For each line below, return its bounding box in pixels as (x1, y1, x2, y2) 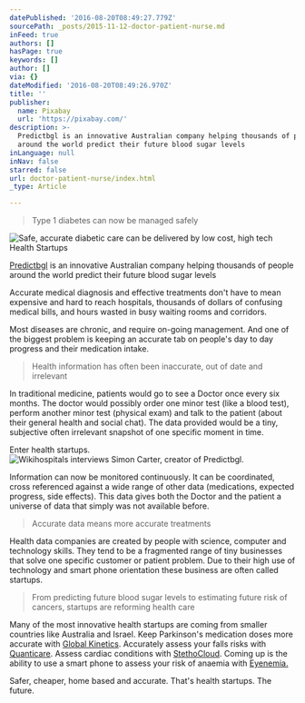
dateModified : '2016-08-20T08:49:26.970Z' (9, 81, 172, 90)
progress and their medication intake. (9, 343, 150, 354)
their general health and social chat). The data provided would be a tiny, (9, 417, 279, 428)
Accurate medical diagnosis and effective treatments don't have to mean (9, 287, 281, 298)
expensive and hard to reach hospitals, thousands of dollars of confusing (9, 297, 283, 308)
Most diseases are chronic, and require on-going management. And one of (9, 324, 290, 335)
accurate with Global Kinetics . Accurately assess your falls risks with (9, 639, 267, 649)
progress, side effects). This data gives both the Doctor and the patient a (9, 491, 281, 502)
